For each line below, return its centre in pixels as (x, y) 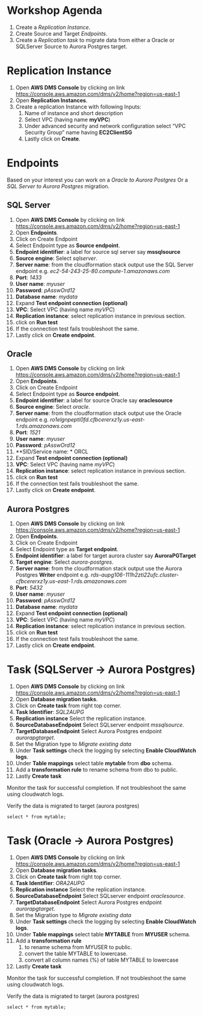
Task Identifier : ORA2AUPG (50, 883)
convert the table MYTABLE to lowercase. (76, 954)
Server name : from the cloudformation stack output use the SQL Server (105, 264)
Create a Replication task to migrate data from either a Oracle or (95, 40)
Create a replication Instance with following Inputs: (78, 107)
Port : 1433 (29, 277)
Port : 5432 (29, 588)
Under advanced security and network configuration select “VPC (105, 126)
